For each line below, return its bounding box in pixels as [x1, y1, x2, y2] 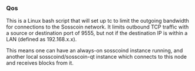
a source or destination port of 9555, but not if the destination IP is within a [6, 30, 188, 37]
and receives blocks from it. [6, 59, 74, 66]
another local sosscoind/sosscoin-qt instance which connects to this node [6, 54, 187, 61]
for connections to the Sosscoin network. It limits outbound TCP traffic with [6, 23, 189, 30]
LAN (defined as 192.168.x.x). [6, 36, 77, 43]
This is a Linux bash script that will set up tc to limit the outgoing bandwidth [6, 17, 190, 24]
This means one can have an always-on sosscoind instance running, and [6, 47, 183, 54]
